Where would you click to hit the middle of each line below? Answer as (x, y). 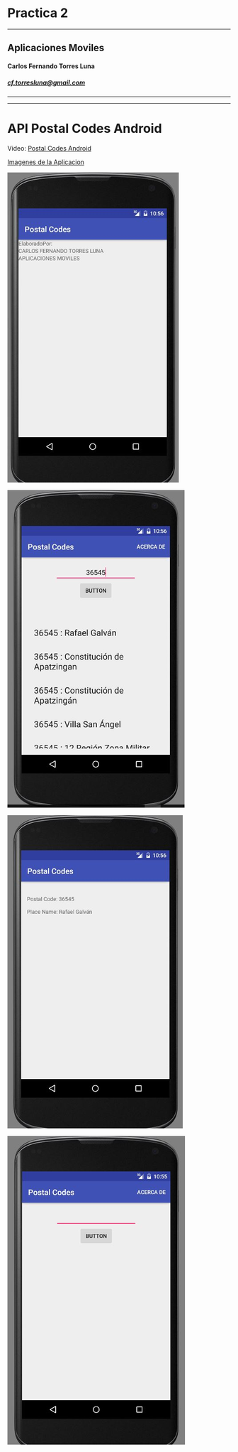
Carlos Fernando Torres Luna (51, 66)
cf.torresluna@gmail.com (46, 82)
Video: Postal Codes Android (50, 148)
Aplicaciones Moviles (56, 48)
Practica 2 (38, 13)
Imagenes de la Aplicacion (46, 162)
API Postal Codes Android (85, 129)
